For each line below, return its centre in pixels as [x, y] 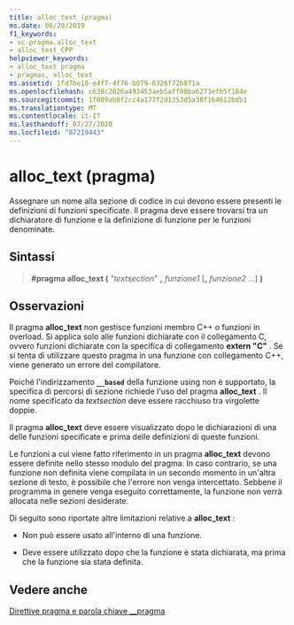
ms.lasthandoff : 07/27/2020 [61, 125]
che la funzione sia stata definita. [82, 562]
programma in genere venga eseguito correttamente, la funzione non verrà [146, 491]
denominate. [32, 229]
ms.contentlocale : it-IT [55, 116]
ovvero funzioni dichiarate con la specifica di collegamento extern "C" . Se [146, 346]
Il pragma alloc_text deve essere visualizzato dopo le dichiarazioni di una [143, 428]
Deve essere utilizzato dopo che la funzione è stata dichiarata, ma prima [154, 552]
